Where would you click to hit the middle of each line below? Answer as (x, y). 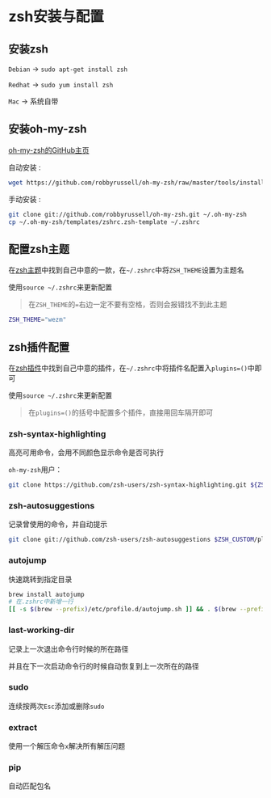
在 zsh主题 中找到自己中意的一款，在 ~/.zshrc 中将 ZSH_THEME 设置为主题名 (126, 270)
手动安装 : (25, 199)
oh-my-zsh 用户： (35, 470)
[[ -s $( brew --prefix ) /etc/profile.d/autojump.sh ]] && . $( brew (122, 610)
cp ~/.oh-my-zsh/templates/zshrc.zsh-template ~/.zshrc (104, 222)
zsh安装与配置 (56, 17)
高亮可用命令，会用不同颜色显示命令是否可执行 (86, 453)
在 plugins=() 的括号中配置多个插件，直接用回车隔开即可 (121, 412)
